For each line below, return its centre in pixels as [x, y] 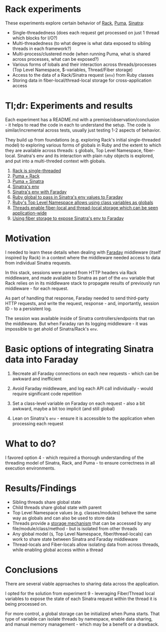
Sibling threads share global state [46, 502]
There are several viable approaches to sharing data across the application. [82, 584]
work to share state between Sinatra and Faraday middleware [75, 539]
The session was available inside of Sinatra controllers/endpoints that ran [80, 318]
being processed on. [26, 604]
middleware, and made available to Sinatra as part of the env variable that [80, 278]
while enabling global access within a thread [57, 550]
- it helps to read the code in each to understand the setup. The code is [78, 125]
